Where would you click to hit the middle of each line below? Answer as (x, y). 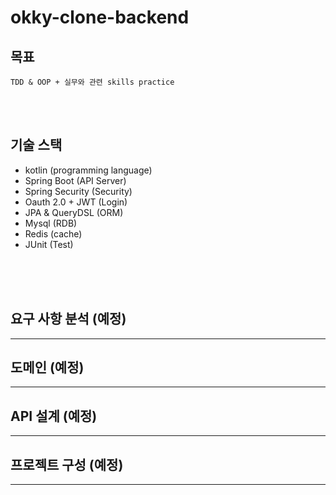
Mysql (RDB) (51, 223)
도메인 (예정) (47, 367)
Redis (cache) (53, 233)
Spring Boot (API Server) (75, 180)
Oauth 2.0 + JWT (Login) (76, 202)
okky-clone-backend (100, 17)
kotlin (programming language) (88, 170)
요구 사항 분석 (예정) (68, 319)
